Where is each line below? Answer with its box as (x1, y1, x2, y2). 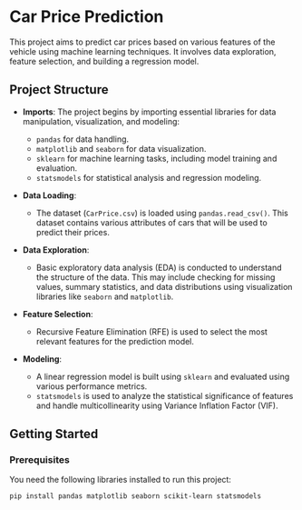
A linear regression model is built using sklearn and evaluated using (35, 371, 290, 382)
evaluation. (35, 162, 78, 174)
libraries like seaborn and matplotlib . (35, 291, 174, 302)
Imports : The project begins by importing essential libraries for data (22, 106, 277, 117)
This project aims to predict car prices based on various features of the (9, 36, 276, 47)
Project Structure (9, 82, 109, 97)
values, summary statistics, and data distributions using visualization (35, 281, 293, 292)
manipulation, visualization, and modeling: (22, 115, 180, 126)
